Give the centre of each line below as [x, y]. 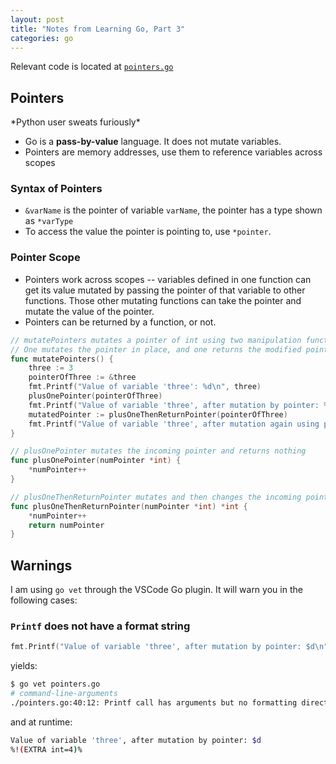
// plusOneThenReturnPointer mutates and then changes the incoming [156, 497]
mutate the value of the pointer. [89, 311]
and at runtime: [41, 722]
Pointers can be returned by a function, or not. [120, 322]
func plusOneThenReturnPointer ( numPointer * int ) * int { [129, 506]
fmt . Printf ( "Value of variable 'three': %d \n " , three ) [145, 387]
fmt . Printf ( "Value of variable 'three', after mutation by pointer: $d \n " [169, 647]
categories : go [42, 38]
